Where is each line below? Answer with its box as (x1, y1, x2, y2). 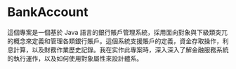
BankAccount (7, 4, 88, 20)
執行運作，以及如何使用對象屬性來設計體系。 (13, 54, 143, 63)
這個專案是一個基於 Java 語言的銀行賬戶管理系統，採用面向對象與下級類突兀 (7, 28, 228, 36)
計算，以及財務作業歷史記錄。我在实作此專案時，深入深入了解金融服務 (13, 45, 216, 54)
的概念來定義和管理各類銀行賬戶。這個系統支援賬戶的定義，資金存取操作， (7, 36, 223, 45)
